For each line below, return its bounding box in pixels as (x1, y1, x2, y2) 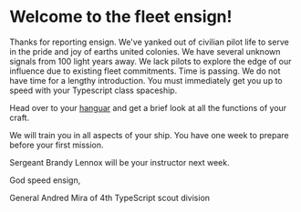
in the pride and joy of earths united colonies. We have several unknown (9, 45, 281, 56)
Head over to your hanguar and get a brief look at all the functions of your (9, 102, 287, 113)
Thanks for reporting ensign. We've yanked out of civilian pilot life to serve (9, 36, 289, 47)
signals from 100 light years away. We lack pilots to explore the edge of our (9, 56, 292, 66)
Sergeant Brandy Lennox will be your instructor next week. (9, 156, 230, 167)
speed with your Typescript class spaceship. (9, 85, 178, 96)
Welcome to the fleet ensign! (9, 6, 233, 27)
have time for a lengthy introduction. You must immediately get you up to (9, 75, 283, 86)
